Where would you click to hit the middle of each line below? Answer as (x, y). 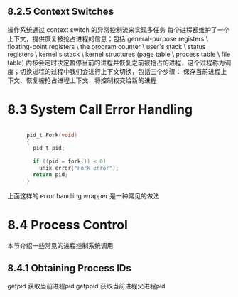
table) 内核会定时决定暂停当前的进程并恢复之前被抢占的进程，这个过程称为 (116, 63)
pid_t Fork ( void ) (52, 135)
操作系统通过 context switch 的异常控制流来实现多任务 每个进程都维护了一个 (119, 29)
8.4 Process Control (67, 225)
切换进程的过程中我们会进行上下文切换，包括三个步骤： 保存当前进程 (120, 71)
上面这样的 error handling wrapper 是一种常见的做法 (83, 195)
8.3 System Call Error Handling (100, 109)
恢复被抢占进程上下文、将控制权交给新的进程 (91, 80)
